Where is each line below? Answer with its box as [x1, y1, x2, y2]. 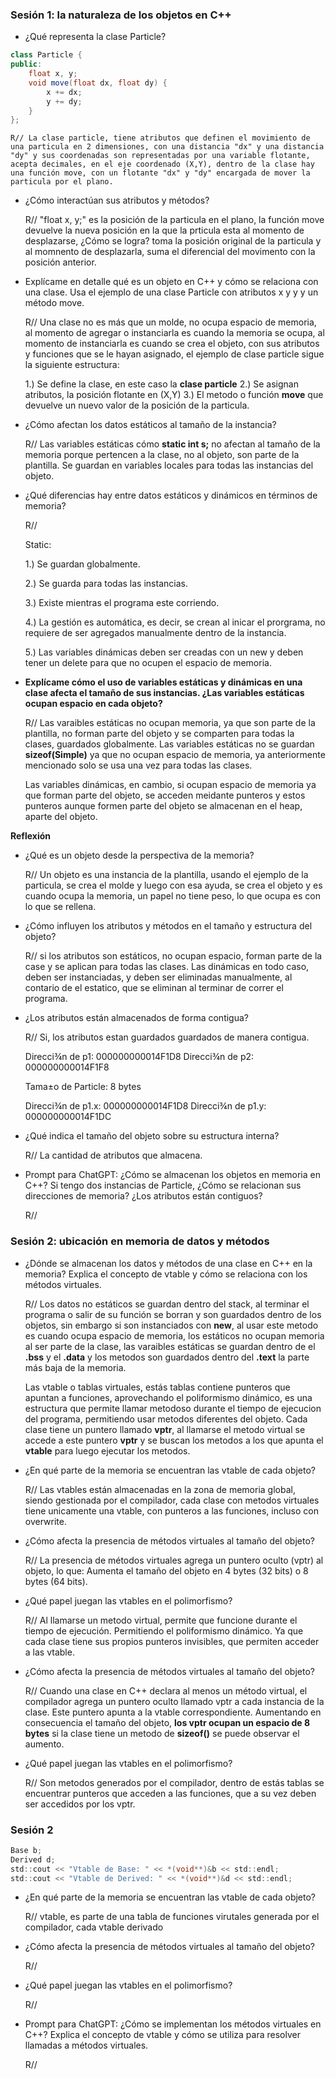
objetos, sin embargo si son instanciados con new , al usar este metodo [24, 1319, 319, 1331]
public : [10, 59, 43, 70]
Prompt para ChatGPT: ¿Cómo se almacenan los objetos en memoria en [24, 1169, 321, 1181]
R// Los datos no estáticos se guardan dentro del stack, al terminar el [24, 1298, 310, 1310]
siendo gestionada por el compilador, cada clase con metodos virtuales [24, 1494, 320, 1506]
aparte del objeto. [24, 811, 98, 823]
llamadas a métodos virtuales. [24, 2039, 149, 2052]
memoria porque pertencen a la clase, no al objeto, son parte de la [24, 449, 300, 461]
